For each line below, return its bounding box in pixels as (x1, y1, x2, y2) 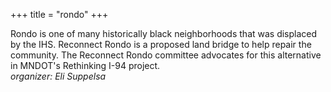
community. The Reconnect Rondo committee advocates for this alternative (10, 49, 322, 61)
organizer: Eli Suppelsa (10, 70, 107, 82)
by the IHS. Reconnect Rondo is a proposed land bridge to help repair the (10, 39, 312, 50)
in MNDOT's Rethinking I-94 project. (10, 60, 161, 71)
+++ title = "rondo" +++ (10, 9, 109, 20)
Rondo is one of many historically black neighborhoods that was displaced (10, 28, 318, 39)
